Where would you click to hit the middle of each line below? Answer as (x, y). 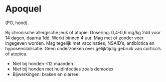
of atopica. (16, 54)
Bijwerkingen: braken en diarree (45, 74)
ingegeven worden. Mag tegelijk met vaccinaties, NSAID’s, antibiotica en (80, 43)
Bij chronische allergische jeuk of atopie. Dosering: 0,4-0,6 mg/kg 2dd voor (83, 32)
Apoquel (23, 9)
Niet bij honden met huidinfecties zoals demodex (63, 69)
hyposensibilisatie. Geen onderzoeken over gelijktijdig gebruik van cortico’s (83, 48)
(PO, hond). (17, 23)
